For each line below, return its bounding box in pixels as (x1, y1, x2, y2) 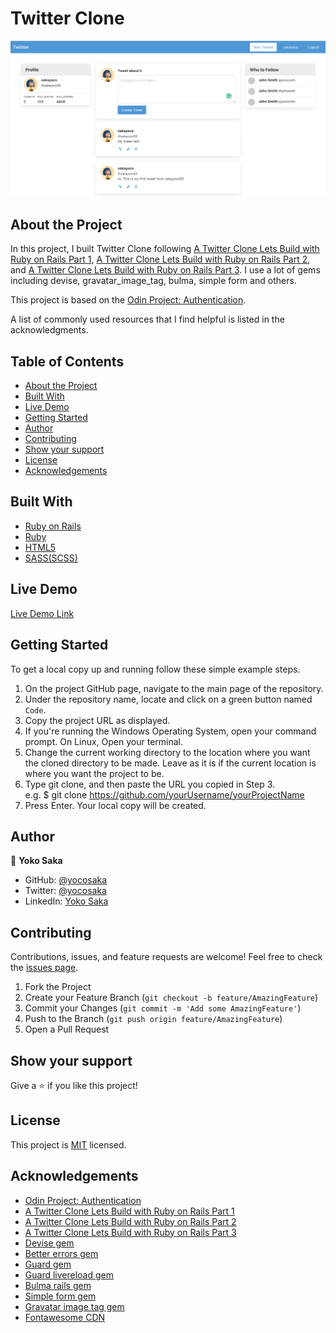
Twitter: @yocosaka (24, 885, 107, 897)
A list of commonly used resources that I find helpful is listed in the (10, 313, 285, 326)
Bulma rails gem (24, 1279, 92, 1291)
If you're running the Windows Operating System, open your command (24, 725, 317, 737)
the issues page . (10, 962, 79, 974)
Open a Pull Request (24, 1023, 110, 1036)
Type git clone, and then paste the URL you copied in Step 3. (24, 778, 276, 790)
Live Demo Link (10, 607, 75, 619)
